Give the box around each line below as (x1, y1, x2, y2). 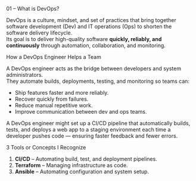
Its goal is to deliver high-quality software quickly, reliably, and (6, 36, 162, 42)
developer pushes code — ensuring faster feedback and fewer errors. (6, 132, 178, 139)
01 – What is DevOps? (6, 5, 60, 12)
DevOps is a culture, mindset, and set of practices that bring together (6, 17, 177, 23)
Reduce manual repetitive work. (14, 102, 93, 109)
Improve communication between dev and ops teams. (14, 108, 147, 115)
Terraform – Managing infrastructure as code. (14, 162, 128, 168)
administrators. (6, 71, 43, 78)
